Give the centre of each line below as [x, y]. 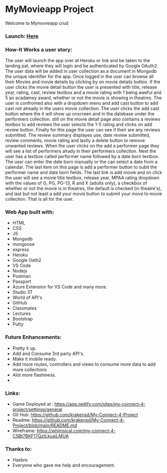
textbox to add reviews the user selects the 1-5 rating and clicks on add [79, 124]
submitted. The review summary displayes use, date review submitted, [78, 135]
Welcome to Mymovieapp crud [37, 23]
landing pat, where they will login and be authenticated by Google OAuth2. [82, 66]
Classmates [24, 308]
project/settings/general [37, 409]
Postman [21, 276]
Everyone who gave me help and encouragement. [64, 465]
